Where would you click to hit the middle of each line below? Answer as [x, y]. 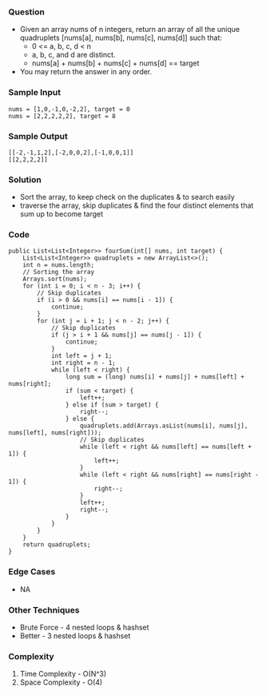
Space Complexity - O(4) [61, 682]
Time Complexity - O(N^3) [63, 674]
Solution [25, 180]
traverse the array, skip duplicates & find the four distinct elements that [137, 205]
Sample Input [35, 93]
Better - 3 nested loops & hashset [75, 636]
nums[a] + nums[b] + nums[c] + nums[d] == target [115, 63]
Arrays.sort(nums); [55, 279]
